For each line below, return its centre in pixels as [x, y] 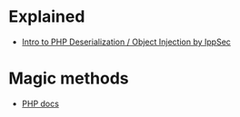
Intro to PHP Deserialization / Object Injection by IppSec [126, 42]
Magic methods [69, 78]
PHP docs [40, 103]
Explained [47, 17]
